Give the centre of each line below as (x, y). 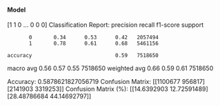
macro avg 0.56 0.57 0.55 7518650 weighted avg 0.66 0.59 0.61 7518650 (110, 68)
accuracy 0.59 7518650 (83, 56)
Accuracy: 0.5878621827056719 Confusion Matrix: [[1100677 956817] (106, 82)
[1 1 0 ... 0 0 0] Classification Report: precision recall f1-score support (106, 25)
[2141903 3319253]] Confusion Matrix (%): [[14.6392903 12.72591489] (108, 89)
